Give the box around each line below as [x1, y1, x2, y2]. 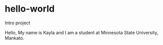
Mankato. [5, 35, 25, 41]
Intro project [5, 20, 31, 26]
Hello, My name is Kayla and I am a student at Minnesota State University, [5, 29, 159, 35]
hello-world [5, 3, 55, 15]
